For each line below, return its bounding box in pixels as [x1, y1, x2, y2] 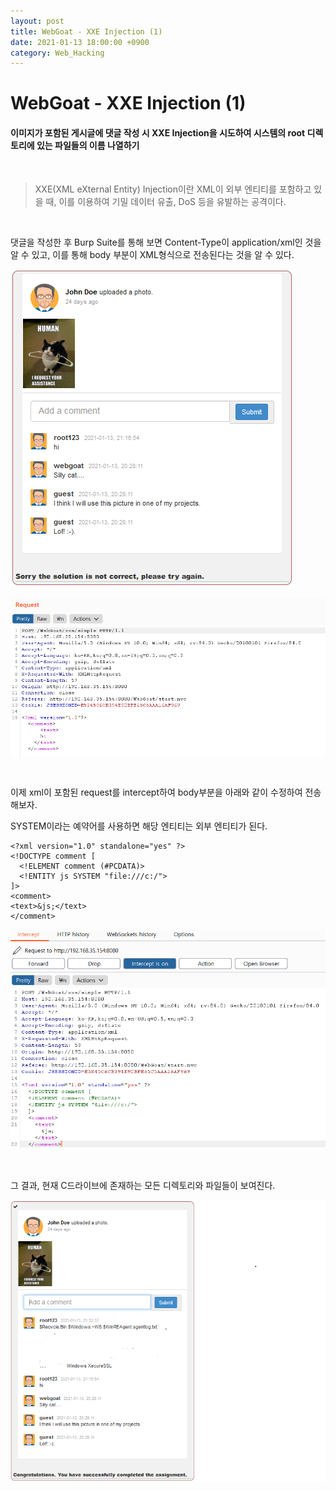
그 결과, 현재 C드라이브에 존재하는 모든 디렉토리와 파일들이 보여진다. [10, 1180, 276, 1192]
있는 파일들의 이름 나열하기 [36, 140, 140, 152]
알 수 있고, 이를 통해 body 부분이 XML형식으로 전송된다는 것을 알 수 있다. [10, 248, 295, 260]
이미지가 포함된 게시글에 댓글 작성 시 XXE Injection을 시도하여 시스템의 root [10, 127, 306, 139]
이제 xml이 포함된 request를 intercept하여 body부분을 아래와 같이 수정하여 [10, 786, 303, 798]
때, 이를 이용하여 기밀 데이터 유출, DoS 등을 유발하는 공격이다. [45, 195, 287, 207]
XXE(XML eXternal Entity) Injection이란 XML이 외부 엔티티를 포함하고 [34, 183, 312, 195]
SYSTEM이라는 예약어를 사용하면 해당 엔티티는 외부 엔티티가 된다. [10, 820, 268, 832]
